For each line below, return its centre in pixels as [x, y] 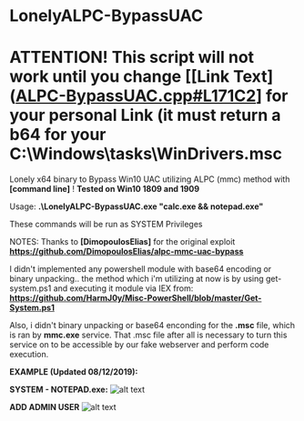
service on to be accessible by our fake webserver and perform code [139, 345]
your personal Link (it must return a [145, 115]
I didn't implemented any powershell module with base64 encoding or [141, 269]
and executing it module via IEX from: [123, 288]
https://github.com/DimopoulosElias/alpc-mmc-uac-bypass [127, 252]
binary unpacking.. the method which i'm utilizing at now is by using [137, 279]
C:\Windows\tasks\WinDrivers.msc [146, 154]
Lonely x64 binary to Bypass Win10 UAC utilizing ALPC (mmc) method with [150, 179]
